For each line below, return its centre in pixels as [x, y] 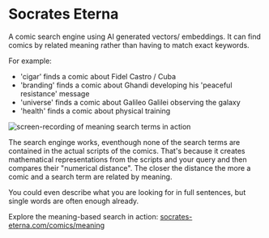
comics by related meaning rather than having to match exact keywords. [129, 45]
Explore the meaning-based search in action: [83, 216]
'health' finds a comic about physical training [95, 111]
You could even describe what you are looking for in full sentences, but [127, 192]
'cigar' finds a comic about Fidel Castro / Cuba [98, 76]
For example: [30, 61]
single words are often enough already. [74, 201]
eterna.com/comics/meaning [57, 225]
